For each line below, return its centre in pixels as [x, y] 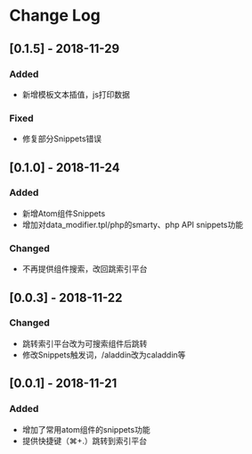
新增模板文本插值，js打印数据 [76, 94]
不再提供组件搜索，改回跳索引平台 [85, 269]
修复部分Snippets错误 [62, 139]
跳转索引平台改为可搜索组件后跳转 [85, 343]
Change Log [55, 16]
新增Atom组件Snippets [64, 213]
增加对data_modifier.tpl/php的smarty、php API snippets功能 [132, 224]
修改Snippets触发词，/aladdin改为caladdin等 [104, 355]
